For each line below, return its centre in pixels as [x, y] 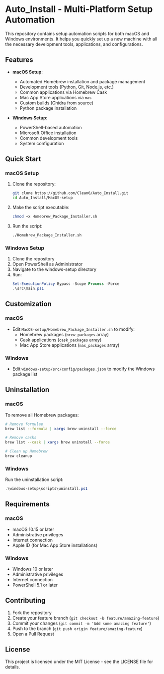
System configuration [42, 143]
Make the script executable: [41, 208]
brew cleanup [19, 456]
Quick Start [23, 159]
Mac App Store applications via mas [56, 97]
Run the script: [27, 226]
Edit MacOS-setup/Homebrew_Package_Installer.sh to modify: [74, 329]
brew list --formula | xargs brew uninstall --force [61, 429]
